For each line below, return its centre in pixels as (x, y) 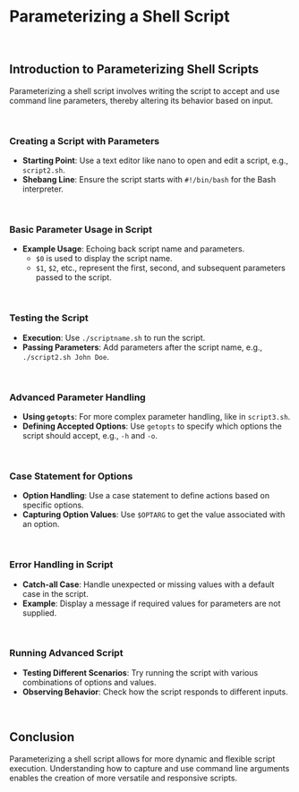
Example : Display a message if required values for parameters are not (151, 603)
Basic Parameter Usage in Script (81, 229)
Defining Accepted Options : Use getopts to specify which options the (152, 426)
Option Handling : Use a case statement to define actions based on (146, 496)
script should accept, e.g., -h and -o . (90, 435)
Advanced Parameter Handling (77, 397)
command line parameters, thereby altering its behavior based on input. (141, 100)
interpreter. (43, 189)
